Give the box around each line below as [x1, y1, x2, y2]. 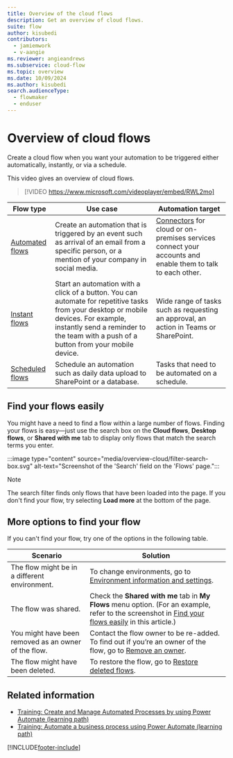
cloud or [155, 224, 183, 234]
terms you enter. [7, 441, 54, 449]
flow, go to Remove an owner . [89, 646, 187, 655]
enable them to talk [155, 259, 218, 268]
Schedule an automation [55, 359, 135, 369]
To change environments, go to [89, 567, 191, 576]
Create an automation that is [55, 220, 147, 230]
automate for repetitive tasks [55, 296, 149, 306]
